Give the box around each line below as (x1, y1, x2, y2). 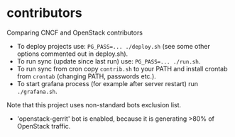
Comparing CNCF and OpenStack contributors (6, 28, 143, 37)
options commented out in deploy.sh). (16, 49, 129, 58)
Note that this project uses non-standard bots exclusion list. (6, 100, 182, 109)
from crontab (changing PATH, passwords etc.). (16, 72, 157, 81)
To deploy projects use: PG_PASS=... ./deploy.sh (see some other (16, 42, 211, 50)
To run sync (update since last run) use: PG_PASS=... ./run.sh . (16, 56, 201, 65)
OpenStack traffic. (16, 121, 71, 130)
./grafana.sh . (16, 87, 58, 95)
